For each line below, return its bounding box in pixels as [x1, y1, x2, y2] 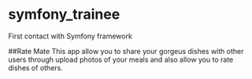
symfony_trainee [8, 5, 120, 23]
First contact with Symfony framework [8, 31, 132, 41]
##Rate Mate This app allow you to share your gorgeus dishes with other [8, 46, 244, 56]
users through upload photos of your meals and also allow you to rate [8, 55, 234, 64]
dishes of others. [8, 63, 63, 72]
